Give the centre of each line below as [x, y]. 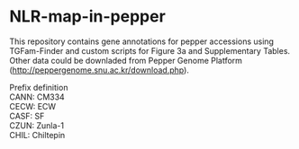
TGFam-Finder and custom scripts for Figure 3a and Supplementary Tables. [150, 50]
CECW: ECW [33, 106]
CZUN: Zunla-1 [37, 125]
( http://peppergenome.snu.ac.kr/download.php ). [99, 70]
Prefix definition [39, 87]
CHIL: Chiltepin [37, 135]
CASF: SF [27, 116]
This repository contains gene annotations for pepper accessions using [142, 41]
